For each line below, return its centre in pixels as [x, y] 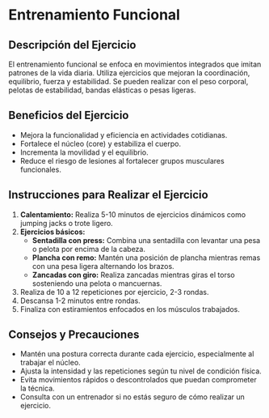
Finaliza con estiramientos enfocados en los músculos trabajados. [130, 309]
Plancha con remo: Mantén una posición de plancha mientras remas [146, 258]
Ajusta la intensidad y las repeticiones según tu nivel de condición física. [141, 371]
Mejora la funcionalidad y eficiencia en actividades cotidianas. [124, 134]
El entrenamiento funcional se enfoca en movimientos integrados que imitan [135, 64]
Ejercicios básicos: [53, 232]
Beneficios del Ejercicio [69, 115]
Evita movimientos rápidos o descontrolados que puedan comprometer [138, 380]
